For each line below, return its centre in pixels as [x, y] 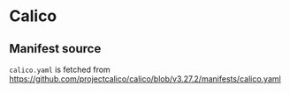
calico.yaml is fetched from [60, 69]
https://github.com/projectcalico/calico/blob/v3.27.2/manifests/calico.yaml [145, 79]
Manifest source [55, 49]
